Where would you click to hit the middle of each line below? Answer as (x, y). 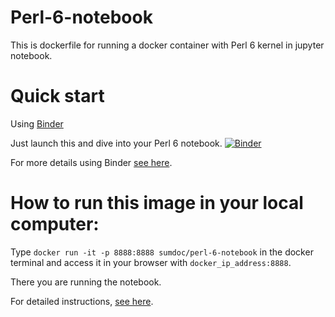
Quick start (57, 96)
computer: (55, 224)
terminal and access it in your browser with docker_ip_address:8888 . (151, 262)
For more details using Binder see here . (91, 162)
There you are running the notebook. (86, 282)
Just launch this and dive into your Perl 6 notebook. (116, 143)
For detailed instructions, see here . (82, 301)
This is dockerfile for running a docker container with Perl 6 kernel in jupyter (167, 45)
